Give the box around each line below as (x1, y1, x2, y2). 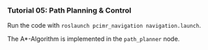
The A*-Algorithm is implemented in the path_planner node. (7, 35, 180, 43)
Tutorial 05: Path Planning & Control (7, 6, 132, 15)
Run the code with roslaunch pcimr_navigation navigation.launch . (7, 22, 202, 30)
